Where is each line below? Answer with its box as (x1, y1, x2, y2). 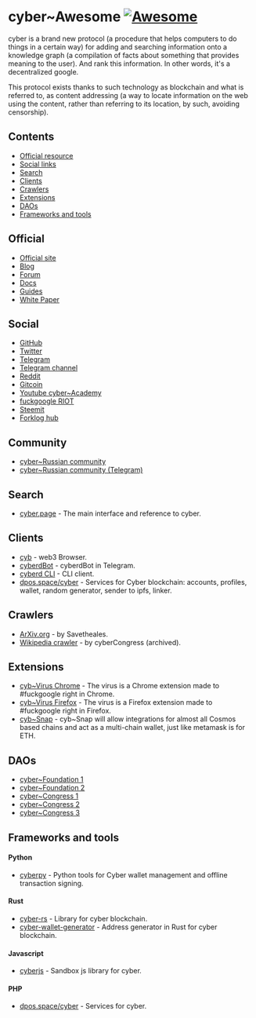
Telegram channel (19, 363, 78, 373)
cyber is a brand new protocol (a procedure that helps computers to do (8, 34, 237, 43)
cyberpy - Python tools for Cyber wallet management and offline (19, 870, 229, 879)
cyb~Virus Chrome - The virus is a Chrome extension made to (19, 681, 220, 691)
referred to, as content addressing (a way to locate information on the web (8, 90, 248, 100)
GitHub (19, 338, 43, 348)
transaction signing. (19, 878, 84, 888)
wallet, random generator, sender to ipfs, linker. (19, 586, 172, 595)
